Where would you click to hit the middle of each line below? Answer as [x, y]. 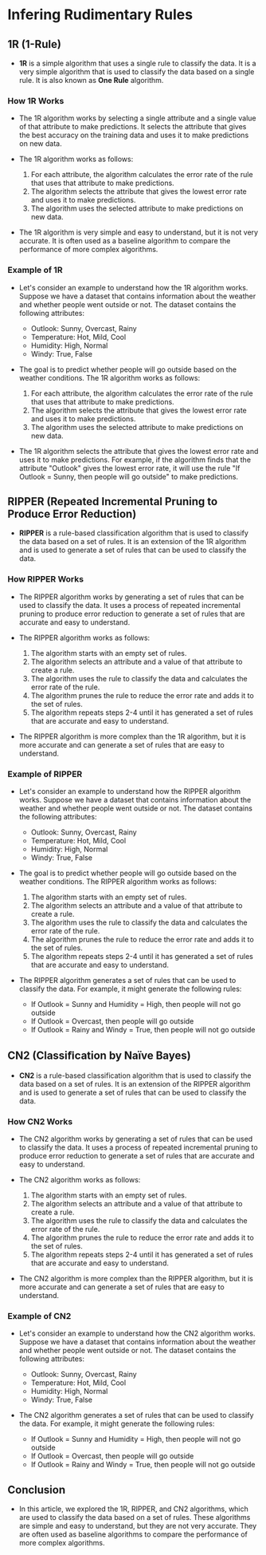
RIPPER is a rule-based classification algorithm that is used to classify [133, 533]
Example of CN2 [39, 1316]
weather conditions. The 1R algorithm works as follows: [110, 377]
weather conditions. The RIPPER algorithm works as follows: [117, 882]
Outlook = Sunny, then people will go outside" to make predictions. [129, 476]
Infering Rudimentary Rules [100, 15]
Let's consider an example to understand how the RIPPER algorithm [130, 791]
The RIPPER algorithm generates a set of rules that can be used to [127, 980]
